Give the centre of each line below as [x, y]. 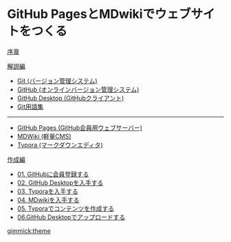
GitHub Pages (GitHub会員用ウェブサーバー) [80, 127]
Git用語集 [30, 107]
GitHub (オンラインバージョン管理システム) [78, 89]
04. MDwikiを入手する [48, 199]
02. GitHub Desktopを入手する [60, 182]
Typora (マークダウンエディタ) [60, 144]
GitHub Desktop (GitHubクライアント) [70, 98]
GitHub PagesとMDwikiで [81, 14]
